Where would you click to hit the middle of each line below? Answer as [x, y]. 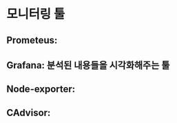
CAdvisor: [29, 112]
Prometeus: [32, 40]
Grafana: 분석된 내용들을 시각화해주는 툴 [88, 65]
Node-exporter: [41, 89]
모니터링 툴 [36, 14]
